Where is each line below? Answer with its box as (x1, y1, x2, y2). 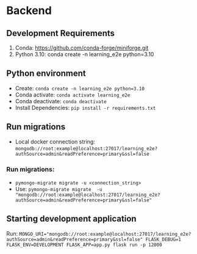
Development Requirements (6, 28, 115, 38)
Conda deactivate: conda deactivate (15, 97, 107, 104)
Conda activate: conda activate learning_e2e (15, 91, 131, 98)
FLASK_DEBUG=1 (145, 236, 182, 242)
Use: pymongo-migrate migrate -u (15, 185, 102, 192)
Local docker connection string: (15, 138, 96, 145)
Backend (6, 4, 52, 18)
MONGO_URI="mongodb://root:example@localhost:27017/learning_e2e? (19, 231, 192, 237)
